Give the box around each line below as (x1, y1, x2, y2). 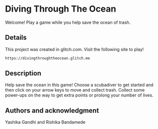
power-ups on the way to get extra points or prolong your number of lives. (5, 92, 154, 98)
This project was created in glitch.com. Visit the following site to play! (5, 46, 144, 52)
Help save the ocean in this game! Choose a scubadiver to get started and (5, 82, 154, 88)
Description (5, 69, 41, 78)
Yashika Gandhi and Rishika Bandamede (5, 119, 86, 125)
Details (5, 33, 27, 42)
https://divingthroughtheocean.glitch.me (5, 56, 90, 61)
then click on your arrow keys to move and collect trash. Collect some (5, 87, 145, 93)
